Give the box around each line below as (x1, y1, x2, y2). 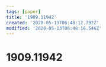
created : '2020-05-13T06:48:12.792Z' (6, 20, 99, 25)
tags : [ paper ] (6, 8, 41, 15)
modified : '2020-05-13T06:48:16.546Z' (6, 25, 102, 31)
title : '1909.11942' (6, 14, 57, 20)
